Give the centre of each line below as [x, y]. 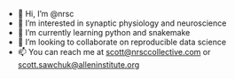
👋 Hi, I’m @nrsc [46, 14]
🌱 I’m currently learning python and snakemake [104, 32]
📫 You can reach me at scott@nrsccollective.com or [114, 52]
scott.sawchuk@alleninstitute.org [78, 65]
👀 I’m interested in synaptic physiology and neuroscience [122, 23]
